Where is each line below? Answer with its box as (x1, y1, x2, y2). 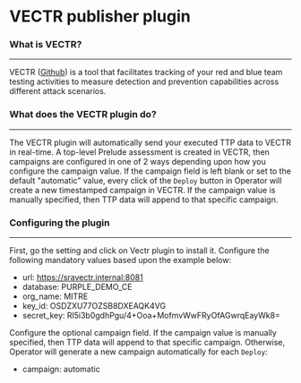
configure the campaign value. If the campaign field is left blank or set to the (9, 166, 291, 176)
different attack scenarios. (9, 86, 107, 97)
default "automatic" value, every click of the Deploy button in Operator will (9, 174, 282, 185)
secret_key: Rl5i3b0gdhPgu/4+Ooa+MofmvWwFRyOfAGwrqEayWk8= (21, 311, 280, 321)
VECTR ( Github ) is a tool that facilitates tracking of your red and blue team (9, 67, 283, 78)
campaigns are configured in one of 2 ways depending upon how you (9, 156, 266, 166)
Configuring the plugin (9, 217, 110, 229)
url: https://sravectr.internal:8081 (21, 272, 143, 283)
